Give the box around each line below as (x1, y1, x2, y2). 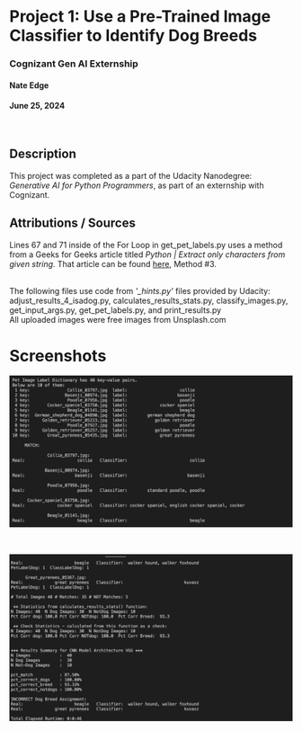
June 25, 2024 (9, 101, 66, 111)
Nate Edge (9, 79, 49, 91)
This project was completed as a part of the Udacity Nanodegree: (9, 170, 253, 181)
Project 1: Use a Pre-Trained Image (9, 6, 271, 27)
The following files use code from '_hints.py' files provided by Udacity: (9, 285, 271, 296)
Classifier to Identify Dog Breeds (9, 25, 258, 46)
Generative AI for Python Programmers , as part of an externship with (9, 180, 264, 191)
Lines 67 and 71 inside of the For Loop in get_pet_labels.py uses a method (9, 239, 283, 250)
